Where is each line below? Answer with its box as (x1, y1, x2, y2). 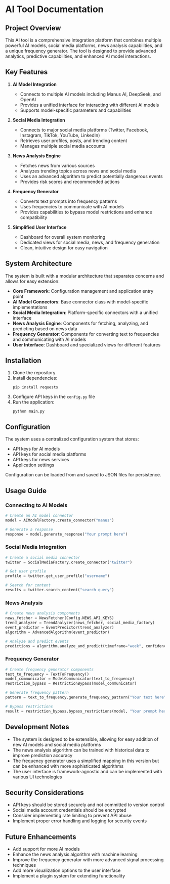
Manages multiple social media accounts (20, 143, 105, 149)
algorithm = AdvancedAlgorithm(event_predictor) (5, 630, 110, 635)
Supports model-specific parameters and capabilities (20, 107, 132, 113)
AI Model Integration (12, 81, 57, 87)
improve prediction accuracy (12, 752, 73, 758)
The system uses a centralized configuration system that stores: (5, 436, 139, 442)
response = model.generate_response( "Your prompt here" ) (5, 532, 128, 537)
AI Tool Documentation (5, 4, 104, 15)
